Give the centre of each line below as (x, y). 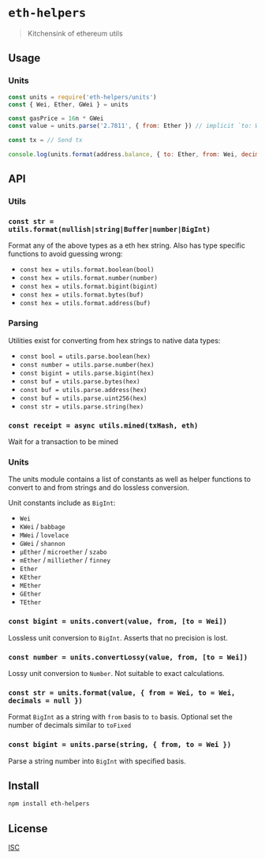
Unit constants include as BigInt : (62, 503)
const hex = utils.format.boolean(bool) (87, 270)
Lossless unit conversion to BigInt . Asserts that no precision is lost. (118, 637)
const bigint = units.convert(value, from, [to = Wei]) (118, 622)
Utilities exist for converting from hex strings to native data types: (114, 340)
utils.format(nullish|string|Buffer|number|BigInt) (110, 230)
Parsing (23, 323)
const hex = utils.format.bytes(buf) (82, 295)
